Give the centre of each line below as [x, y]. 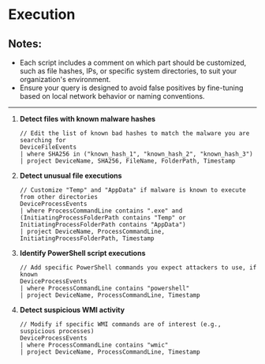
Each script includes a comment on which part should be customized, [133, 62]
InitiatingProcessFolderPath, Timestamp [87, 238]
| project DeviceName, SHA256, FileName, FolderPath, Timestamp [127, 161]
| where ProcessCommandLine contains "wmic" [94, 345]
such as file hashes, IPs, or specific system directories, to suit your [128, 71]
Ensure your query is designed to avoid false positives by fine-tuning [131, 88]
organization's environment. [65, 79]
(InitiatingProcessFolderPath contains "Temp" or [103, 218]
